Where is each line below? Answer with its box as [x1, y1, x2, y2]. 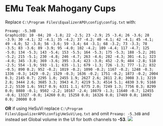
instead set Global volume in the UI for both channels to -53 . [5, 116, 127, 122]
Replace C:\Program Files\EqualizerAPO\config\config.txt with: [5, 19, 137, 25]
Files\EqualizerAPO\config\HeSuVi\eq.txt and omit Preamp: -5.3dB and [5, 110, 150, 116]
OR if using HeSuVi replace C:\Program [5, 105, 83, 111]
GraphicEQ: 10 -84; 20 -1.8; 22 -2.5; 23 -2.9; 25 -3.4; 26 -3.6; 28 [5, 33, 150, 38]
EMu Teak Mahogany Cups [5, 3, 116, 14]
